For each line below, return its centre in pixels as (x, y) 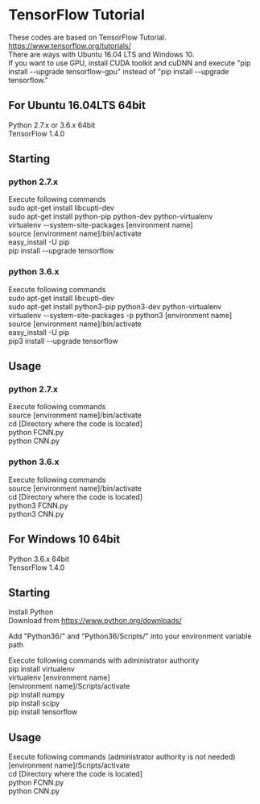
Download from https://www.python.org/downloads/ (95, 621)
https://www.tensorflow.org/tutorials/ (70, 45)
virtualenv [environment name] (59, 678)
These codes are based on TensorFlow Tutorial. (87, 37)
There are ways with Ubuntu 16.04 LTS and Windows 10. (101, 54)
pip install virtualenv (41, 669)
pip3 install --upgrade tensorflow (63, 341)
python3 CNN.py (36, 513)
